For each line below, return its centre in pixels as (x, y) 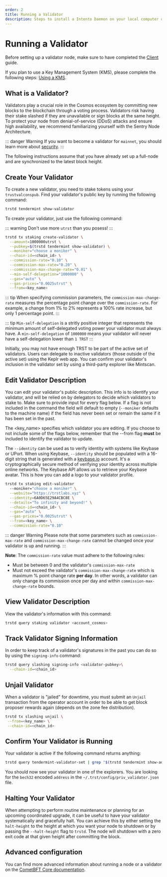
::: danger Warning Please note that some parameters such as (68, 535)
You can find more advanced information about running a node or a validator (83, 864)
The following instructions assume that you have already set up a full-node (82, 156)
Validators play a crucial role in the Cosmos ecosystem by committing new (81, 106)
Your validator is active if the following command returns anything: (73, 753)
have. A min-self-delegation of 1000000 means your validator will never (78, 333)
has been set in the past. (30, 419)
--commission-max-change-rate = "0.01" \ (51, 269)
